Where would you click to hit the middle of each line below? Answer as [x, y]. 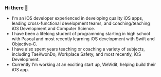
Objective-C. [24, 44]
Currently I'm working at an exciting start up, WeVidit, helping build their [84, 64]
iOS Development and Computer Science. [53, 29]
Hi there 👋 [17, 8]
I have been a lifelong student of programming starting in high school [81, 34]
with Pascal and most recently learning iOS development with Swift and [83, 39]
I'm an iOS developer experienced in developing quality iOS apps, [77, 18]
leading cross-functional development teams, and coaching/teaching [81, 23]
